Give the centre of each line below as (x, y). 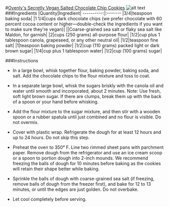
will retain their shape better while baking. (56, 169)
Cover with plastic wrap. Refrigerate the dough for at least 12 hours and (87, 132)
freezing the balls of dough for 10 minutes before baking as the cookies (87, 163)
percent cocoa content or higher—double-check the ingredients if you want (84, 24)
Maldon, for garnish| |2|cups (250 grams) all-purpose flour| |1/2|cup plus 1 (83, 35)
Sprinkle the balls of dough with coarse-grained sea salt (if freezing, (83, 179)
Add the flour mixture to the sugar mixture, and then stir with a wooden (86, 112)
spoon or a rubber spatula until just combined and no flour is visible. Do (87, 117)
